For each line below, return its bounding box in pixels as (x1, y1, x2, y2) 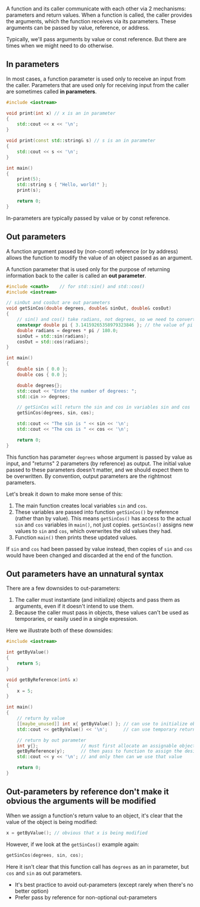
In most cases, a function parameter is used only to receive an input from (6, 75, 186, 82)
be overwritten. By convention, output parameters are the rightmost (6, 472, 172, 480)
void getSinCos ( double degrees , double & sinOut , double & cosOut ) (6, 305, 171, 311)
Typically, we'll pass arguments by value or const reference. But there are (6, 36, 187, 42)
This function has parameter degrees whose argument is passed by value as (6, 453, 192, 461)
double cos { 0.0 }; (17, 372, 68, 378)
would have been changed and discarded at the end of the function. (6, 551, 173, 559)
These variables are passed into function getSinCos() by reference (14, 508, 179, 516)
